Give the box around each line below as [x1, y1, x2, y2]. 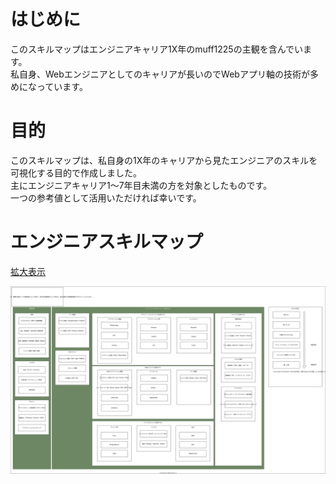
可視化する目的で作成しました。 [10, 166, 142, 179]
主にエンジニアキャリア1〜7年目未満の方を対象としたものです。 [10, 179, 273, 191]
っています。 [36, 80, 88, 92]
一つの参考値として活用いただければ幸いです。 [10, 191, 202, 204]
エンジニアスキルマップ [10, 231, 204, 254]
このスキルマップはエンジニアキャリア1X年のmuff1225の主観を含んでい [10, 43, 303, 55]
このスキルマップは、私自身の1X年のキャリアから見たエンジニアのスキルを [10, 154, 318, 166]
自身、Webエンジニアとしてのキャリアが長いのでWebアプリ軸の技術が [18, 68, 310, 80]
